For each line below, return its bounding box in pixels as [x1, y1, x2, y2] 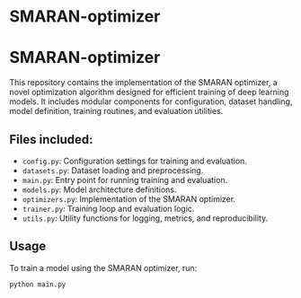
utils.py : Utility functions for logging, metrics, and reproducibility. [22, 213, 269, 223]
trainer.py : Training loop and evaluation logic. [22, 203, 195, 214]
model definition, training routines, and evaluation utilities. [9, 106, 224, 117]
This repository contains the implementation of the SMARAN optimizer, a [9, 77, 279, 88]
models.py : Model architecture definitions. [22, 184, 177, 195]
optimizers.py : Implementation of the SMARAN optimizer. [22, 193, 236, 204]
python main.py [9, 280, 66, 289]
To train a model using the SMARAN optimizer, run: [9, 262, 198, 273]
